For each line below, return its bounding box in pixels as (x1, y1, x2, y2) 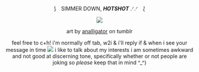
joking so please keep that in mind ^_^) (52, 59, 147, 66)
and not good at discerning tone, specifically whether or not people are (12, 53, 187, 60)
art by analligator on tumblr (66, 28, 133, 35)
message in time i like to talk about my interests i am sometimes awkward (5, 46, 194, 53)
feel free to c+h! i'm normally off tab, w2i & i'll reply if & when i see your (11, 39, 188, 46)
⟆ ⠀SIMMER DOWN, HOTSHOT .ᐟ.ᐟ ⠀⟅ (54, 5, 145, 12)
